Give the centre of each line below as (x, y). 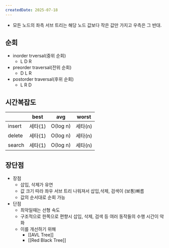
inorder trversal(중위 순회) (39, 56)
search (16, 145)
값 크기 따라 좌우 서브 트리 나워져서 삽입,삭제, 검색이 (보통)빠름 (82, 191)
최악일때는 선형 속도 (40, 210)
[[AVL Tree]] (41, 235)
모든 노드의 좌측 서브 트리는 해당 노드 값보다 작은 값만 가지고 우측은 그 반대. (87, 25)
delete (15, 136)
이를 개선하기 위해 (38, 229)
